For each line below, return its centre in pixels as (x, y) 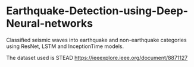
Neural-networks (50, 23)
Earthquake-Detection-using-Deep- (97, 11)
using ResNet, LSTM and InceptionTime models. (65, 46)
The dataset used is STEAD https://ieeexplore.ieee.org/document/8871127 (97, 58)
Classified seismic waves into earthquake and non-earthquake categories (96, 40)
